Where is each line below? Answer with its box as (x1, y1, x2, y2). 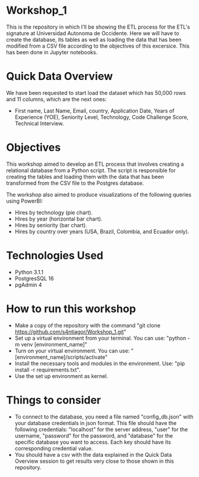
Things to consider (6, 393, 102, 407)
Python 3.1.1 (14, 268, 43, 275)
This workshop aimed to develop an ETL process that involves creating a (6, 160, 184, 168)
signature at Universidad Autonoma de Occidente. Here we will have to (6, 29, 179, 36)
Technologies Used (6, 249, 104, 262)
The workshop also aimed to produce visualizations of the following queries (6, 191, 192, 198)
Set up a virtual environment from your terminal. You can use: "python (14, 334, 187, 342)
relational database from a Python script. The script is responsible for (6, 166, 176, 174)
